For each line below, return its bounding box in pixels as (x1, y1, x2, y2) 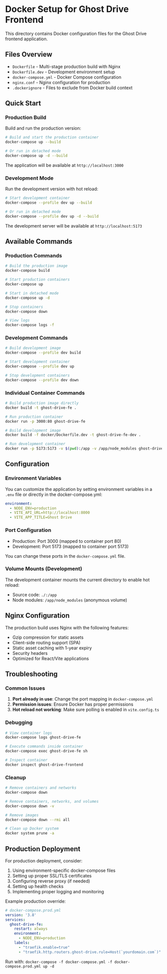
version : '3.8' (5, 912, 37, 917)
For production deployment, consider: (5, 857, 83, 863)
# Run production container (5, 414, 64, 419)
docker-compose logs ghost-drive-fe (5, 735, 81, 740)
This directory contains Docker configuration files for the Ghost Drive (5, 30, 147, 36)
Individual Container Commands (5, 389, 85, 396)
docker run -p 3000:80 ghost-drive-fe (5, 419, 85, 424)
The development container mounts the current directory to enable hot (5, 577, 150, 583)
